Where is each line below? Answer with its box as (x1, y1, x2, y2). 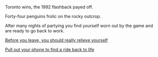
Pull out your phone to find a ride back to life (5, 47, 95, 52)
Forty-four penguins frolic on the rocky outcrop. (5, 14, 101, 19)
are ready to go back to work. (5, 28, 65, 33)
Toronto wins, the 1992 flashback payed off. (5, 4, 94, 10)
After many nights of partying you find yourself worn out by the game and (5, 23, 154, 28)
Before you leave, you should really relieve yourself (5, 37, 108, 43)
